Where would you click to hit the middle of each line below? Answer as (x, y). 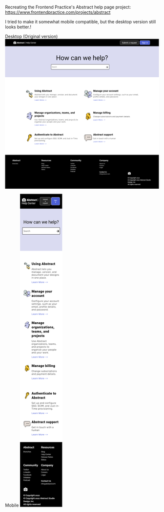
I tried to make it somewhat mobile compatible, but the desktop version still (81, 22)
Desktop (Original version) (31, 36)
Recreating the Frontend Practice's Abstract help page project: (68, 7)
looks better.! (18, 27)
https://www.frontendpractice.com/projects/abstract (58, 12)
